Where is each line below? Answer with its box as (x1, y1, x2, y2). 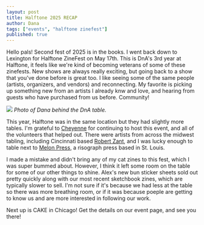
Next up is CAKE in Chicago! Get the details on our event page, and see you (6, 207, 197, 214)
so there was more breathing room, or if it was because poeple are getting (6, 188, 193, 196)
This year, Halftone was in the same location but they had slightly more (6, 118, 185, 126)
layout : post (6, 9, 40, 15)
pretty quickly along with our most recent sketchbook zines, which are (6, 175, 183, 183)
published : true (6, 32, 47, 38)
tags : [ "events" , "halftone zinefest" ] (6, 26, 108, 32)
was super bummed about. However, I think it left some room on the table (6, 162, 191, 170)
